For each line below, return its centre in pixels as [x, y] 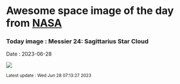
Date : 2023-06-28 [29, 54]
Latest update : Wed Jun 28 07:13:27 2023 [49, 76]
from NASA [34, 23]
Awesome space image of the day [90, 11]
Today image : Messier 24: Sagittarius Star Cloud [77, 41]
